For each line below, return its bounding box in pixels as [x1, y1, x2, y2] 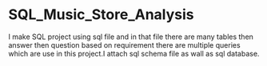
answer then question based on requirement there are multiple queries [8, 40, 241, 49]
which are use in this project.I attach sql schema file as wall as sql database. [8, 49, 260, 58]
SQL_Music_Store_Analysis [8, 6, 194, 24]
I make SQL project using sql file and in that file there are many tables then [8, 32, 254, 41]
